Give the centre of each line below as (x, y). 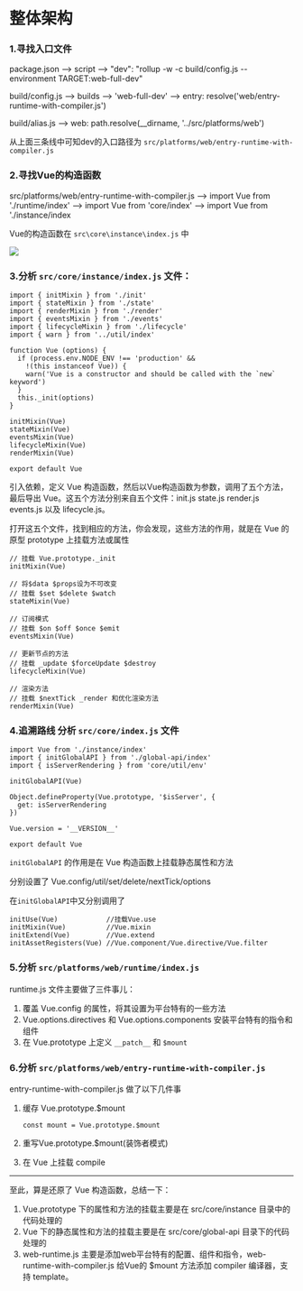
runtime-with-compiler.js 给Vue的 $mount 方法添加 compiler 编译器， (151, 1265)
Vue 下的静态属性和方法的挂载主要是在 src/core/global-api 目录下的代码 (156, 1231)
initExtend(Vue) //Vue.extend (82, 936)
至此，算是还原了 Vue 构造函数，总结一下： (90, 1190)
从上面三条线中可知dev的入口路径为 (76, 142)
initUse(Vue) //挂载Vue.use (83, 920)
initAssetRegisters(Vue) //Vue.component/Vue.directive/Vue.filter (139, 944)
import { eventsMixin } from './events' (87, 319)
